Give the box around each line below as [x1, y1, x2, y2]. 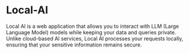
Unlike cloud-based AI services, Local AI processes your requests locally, [6, 35, 184, 42]
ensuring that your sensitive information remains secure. [6, 41, 142, 48]
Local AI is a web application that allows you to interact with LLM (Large [6, 23, 180, 30]
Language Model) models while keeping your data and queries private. [6, 28, 177, 35]
